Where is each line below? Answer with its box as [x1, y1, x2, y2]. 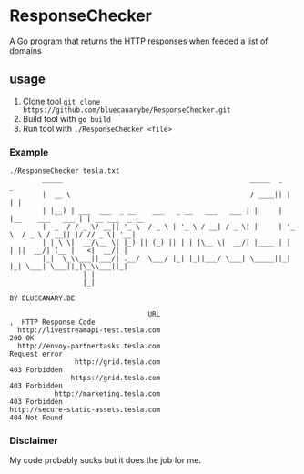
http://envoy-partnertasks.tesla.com [17, 342, 161, 351]
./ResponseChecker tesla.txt [9, 166, 120, 176]
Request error [9, 349, 64, 359]
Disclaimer [9, 434, 58, 447]
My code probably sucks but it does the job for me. [9, 455, 202, 466]
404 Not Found [9, 413, 64, 423]
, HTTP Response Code [9, 318, 96, 328]
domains [9, 45, 43, 55]
